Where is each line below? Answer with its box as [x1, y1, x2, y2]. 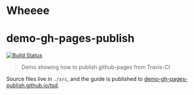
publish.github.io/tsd [6, 82, 58, 89]
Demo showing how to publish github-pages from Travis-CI [21, 63, 170, 71]
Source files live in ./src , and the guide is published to [6, 76, 143, 83]
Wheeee [6, 4, 50, 18]
